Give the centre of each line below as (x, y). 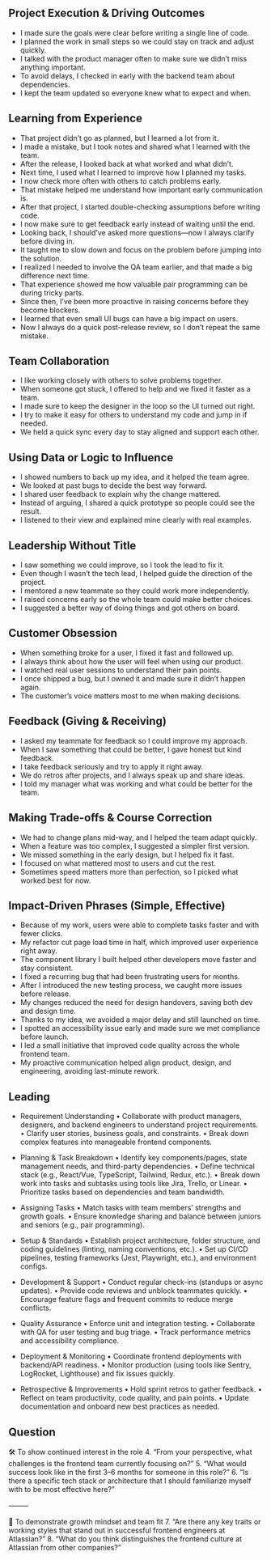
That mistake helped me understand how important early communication (141, 189)
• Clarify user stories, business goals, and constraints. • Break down (134, 1134)
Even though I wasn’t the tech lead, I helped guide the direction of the (136, 574)
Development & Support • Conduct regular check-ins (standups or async (142, 1282)
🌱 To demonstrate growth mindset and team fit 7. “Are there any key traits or (135, 1521)
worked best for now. (55, 880)
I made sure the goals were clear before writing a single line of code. (134, 32)
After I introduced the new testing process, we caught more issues (131, 986)
